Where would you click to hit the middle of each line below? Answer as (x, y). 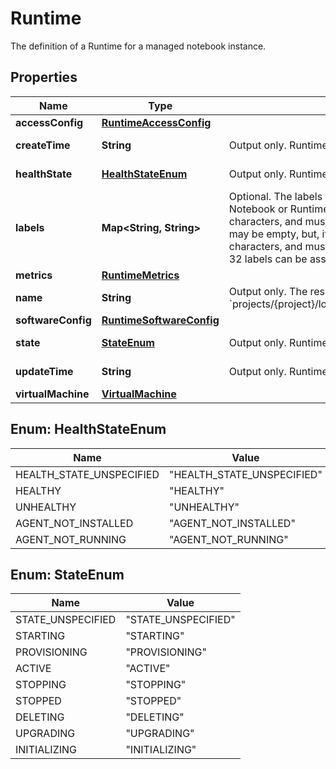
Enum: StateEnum (67, 574)
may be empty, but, (274, 234)
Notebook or (258, 209)
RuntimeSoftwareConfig (160, 320)
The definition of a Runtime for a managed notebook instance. (138, 46)
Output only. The (268, 291)
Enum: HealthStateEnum (88, 429)
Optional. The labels (275, 196)
